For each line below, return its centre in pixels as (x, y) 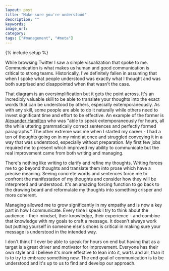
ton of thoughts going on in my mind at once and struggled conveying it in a (84, 137)
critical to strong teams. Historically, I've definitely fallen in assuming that (81, 73)
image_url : (17, 29)
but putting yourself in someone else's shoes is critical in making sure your (83, 226)
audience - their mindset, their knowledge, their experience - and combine (83, 215)
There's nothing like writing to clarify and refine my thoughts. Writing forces (84, 163)
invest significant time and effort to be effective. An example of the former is (84, 115)
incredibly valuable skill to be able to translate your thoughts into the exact (82, 99)
